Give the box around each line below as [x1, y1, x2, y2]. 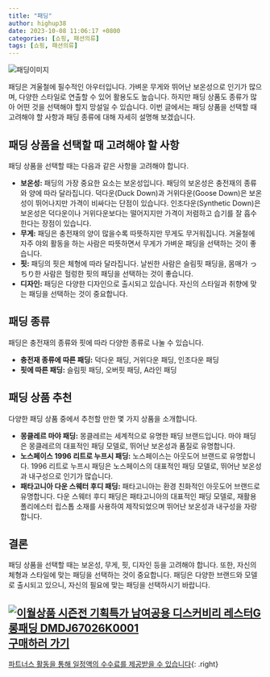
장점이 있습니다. [41, 218, 92, 228]
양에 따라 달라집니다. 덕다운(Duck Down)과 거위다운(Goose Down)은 [28, 188, 247, 197]
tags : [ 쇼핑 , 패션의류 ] [8, 42, 78, 50]
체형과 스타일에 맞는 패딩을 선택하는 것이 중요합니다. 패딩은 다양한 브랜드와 [8, 570, 243, 580]
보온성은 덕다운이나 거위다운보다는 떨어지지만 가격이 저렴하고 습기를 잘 [19, 208, 243, 218]
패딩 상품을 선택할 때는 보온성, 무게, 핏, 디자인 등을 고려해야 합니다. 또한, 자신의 [8, 560, 257, 570]
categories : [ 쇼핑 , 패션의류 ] [8, 34, 100, 43]
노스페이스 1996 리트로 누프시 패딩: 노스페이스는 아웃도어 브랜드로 [19, 451, 228, 460]
